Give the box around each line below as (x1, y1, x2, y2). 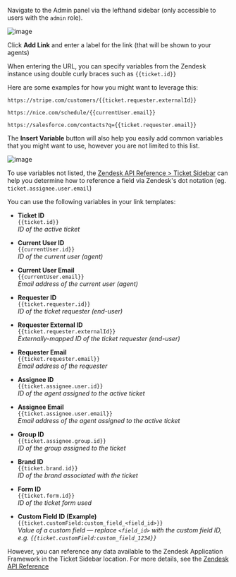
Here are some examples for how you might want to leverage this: (7, 83, 199, 91)
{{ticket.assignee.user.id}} (17, 383, 104, 390)
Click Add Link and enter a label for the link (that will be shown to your (7, 41, 211, 49)
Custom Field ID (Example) (17, 512, 97, 521)
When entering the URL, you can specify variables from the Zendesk (7, 62, 206, 70)
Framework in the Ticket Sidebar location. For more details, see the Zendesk (7, 554, 229, 563)
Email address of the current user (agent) (17, 280, 139, 288)
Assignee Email (17, 403, 65, 411)
